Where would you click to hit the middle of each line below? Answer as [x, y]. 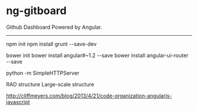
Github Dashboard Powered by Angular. [54, 27]
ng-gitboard [36, 11]
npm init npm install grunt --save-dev [52, 44]
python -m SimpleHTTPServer [43, 73]
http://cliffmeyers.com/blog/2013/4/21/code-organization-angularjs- [89, 96]
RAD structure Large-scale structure [50, 84]
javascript [18, 102]
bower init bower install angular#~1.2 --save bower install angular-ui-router [97, 55]
